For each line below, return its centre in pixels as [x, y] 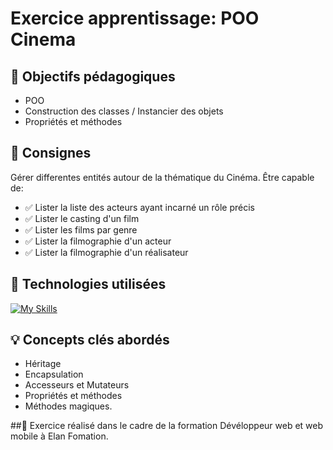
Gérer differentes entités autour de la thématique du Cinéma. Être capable [162, 177]
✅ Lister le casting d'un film [82, 218]
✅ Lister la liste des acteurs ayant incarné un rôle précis [139, 207]
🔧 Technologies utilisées [88, 284]
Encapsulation [54, 374]
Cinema [43, 39]
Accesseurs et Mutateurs [77, 385]
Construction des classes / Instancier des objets [124, 111]
